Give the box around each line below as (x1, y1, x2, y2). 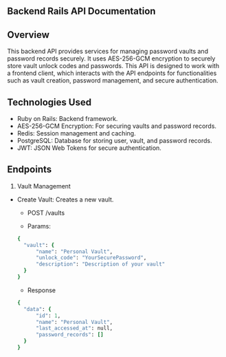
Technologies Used (7, 96, 91, 108)
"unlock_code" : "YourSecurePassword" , (35, 255, 147, 261)
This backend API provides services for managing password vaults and (7, 47, 208, 56)
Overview (7, 29, 50, 41)
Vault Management (16, 182, 71, 190)
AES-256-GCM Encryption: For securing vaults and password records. (16, 122, 217, 130)
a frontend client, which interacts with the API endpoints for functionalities (7, 69, 217, 78)
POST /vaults (27, 208, 65, 217)
